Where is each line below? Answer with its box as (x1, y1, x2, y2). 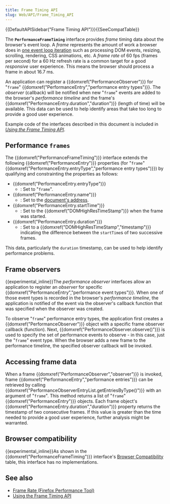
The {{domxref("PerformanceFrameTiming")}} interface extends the (5, 155, 148, 161)
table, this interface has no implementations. (5, 459, 98, 465)
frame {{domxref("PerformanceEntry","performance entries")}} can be (5, 376, 153, 383)
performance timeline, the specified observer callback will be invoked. (5, 343, 153, 349)
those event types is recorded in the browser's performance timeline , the (5, 295, 159, 301)
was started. (20, 213, 47, 219)
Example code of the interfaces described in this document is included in (5, 121, 159, 127)
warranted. (5, 419, 29, 426)
